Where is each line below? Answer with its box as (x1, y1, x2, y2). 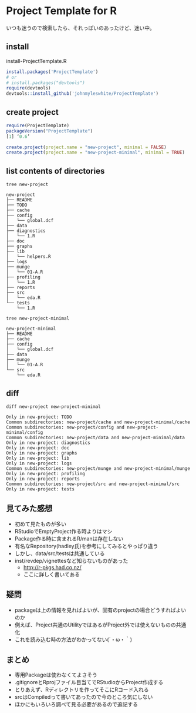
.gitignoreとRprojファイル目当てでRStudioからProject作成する (14, 679, 164, 686)
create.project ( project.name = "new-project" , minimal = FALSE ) (6, 144, 167, 150)
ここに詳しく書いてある (23, 571, 80, 578)
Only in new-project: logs (6, 460, 72, 466)
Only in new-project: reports (6, 476, 80, 482)
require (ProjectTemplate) (6, 122, 69, 128)
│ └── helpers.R (6, 254, 51, 260)
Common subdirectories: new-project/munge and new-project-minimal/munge (6, 465, 191, 472)
